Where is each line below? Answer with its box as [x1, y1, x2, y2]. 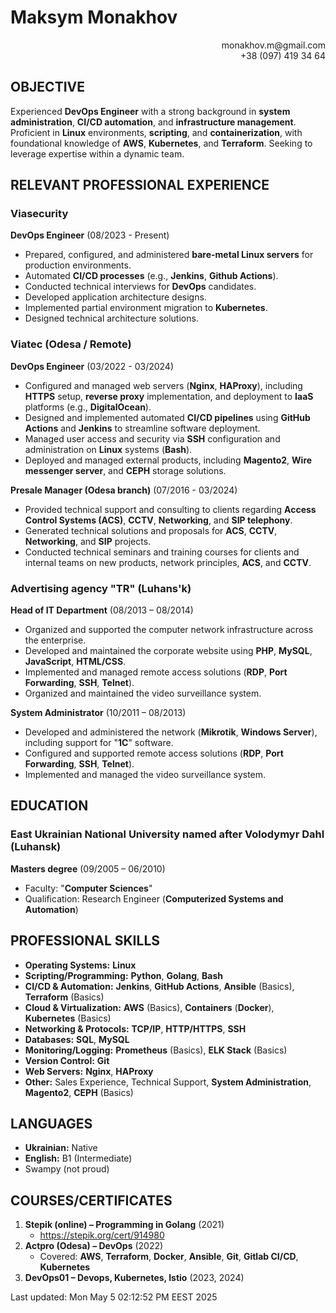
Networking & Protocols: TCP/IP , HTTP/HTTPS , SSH [24, 1022, 247, 1035]
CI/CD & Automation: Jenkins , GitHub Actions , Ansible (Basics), [24, 980, 295, 992]
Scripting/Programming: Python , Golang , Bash [24, 969, 223, 981]
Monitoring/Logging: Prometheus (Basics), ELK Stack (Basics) [24, 1044, 288, 1056]
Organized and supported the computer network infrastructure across [24, 624, 314, 636]
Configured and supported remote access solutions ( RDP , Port [24, 747, 284, 760]
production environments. [24, 259, 132, 271]
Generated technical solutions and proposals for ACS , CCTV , [24, 524, 278, 536]
